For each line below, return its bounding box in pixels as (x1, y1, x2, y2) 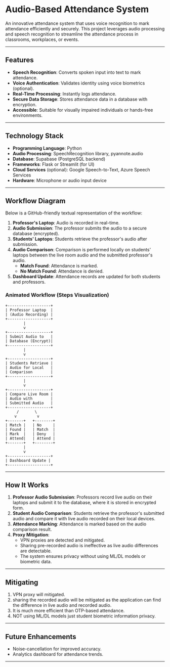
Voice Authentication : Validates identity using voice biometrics (12, 80, 145, 86)
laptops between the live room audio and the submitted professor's (12, 252, 153, 258)
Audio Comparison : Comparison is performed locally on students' (12, 247, 151, 253)
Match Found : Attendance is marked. (20, 263, 98, 269)
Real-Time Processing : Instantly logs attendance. (12, 91, 116, 97)
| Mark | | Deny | (5, 431, 56, 436)
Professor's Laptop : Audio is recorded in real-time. (12, 220, 120, 226)
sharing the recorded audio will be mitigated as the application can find (12, 597, 161, 603)
